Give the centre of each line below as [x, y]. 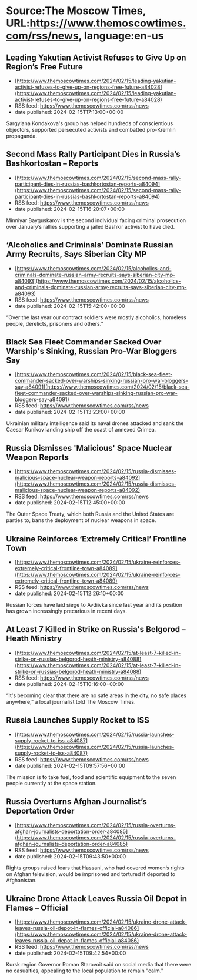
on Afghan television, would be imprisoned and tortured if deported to [91, 874]
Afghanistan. [21, 880]
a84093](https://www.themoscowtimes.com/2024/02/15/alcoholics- [98, 281]
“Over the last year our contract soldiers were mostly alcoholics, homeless [96, 317]
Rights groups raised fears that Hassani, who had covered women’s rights [95, 868]
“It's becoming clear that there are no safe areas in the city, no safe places [96, 695]
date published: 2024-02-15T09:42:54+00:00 [70, 953]
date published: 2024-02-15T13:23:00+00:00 [70, 412]
